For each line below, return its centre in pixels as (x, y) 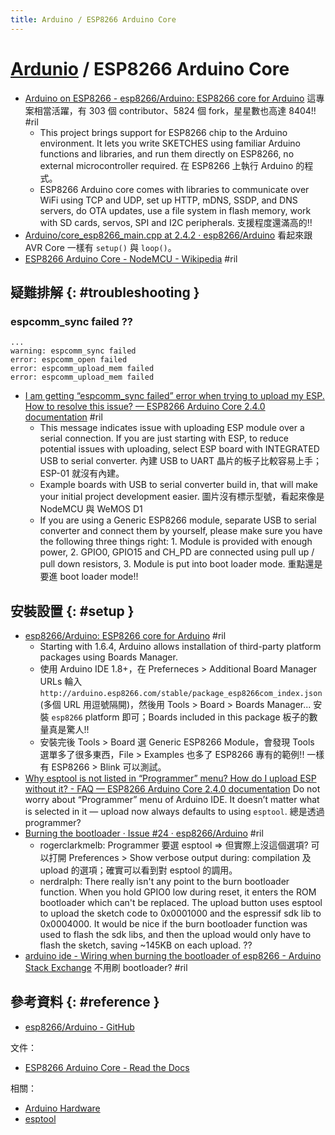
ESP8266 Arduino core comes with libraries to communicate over (174, 189)
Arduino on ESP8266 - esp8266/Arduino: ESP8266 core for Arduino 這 (170, 98)
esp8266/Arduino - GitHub (79, 1027)
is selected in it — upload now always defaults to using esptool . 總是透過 (174, 812)
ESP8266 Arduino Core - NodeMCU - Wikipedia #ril (131, 258)
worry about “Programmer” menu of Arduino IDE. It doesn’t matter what (172, 800)
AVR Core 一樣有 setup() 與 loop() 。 (100, 247)
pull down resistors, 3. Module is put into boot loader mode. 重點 (172, 564)
